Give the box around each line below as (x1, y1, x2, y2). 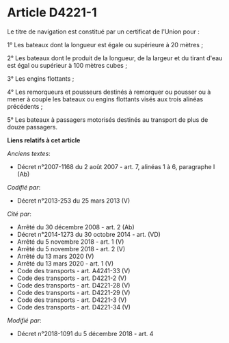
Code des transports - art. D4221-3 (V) (16, 296, 127, 304)
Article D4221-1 (7, 5, 97, 21)
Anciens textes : (7, 149, 51, 157)
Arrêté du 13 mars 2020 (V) (16, 252, 94, 260)
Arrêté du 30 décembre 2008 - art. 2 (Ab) (16, 223, 135, 231)
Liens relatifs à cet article (7, 136, 81, 144)
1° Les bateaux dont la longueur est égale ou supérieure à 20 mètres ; (7, 40, 204, 49)
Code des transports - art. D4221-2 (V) (16, 274, 127, 282)
